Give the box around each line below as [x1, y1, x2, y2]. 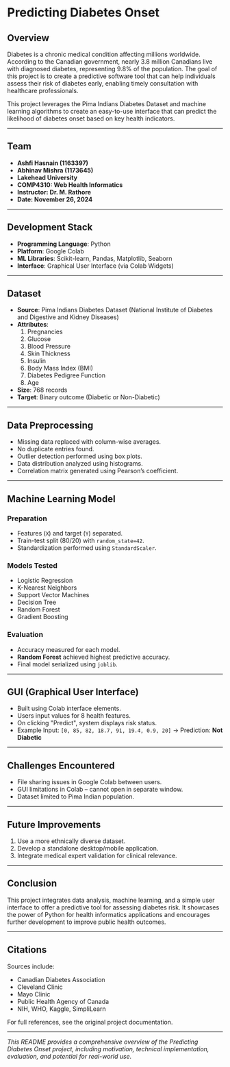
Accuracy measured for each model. [16, 645, 120, 653]
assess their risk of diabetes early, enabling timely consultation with [7, 79, 199, 87]
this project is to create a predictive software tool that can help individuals [7, 72, 216, 80]
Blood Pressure [27, 342, 71, 351]
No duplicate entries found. [16, 445, 94, 453]
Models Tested [7, 560, 58, 570]
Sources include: [7, 962, 55, 970]
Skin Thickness [27, 349, 71, 357]
